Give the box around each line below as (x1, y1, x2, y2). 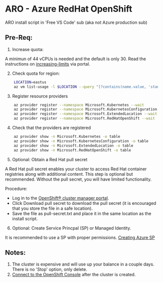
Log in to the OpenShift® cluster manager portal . (12, 195, 109, 201)
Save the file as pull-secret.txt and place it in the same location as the (12, 210, 151, 216)
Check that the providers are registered (12, 125, 91, 131)
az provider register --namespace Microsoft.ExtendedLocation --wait (14, 112, 158, 116)
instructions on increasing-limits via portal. (5, 61, 91, 66)
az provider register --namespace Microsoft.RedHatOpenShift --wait (14, 116, 155, 121)
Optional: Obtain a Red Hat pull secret (12, 156, 88, 162)
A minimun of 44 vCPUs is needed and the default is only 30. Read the (5, 56, 147, 62)
